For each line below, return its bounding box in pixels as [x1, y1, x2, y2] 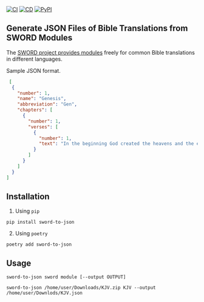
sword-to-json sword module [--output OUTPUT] [6, 274, 126, 280]
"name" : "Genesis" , [17, 96, 67, 102]
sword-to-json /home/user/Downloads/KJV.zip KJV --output [6, 285, 156, 291]
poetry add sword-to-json [6, 241, 72, 248]
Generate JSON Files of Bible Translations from [6, 23, 188, 33]
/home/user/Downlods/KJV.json [6, 290, 83, 297]
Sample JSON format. [6, 67, 61, 74]
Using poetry [15, 230, 48, 237]
